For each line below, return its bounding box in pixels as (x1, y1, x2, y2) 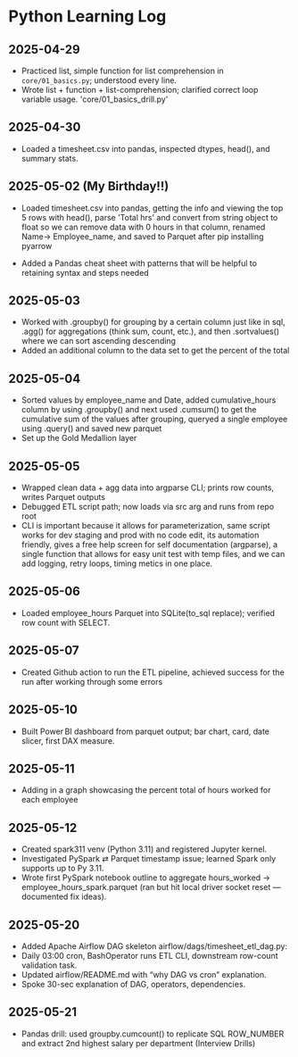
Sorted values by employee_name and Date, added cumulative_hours (21, 395, 277, 405)
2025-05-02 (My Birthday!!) (8, 179, 170, 194)
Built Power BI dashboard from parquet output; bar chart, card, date (21, 726, 269, 737)
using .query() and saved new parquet (21, 423, 162, 434)
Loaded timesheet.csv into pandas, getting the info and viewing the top (21, 203, 284, 213)
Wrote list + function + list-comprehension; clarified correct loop (21, 85, 259, 95)
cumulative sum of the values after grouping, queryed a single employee (21, 413, 288, 425)
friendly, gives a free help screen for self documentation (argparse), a (21, 539, 278, 550)
